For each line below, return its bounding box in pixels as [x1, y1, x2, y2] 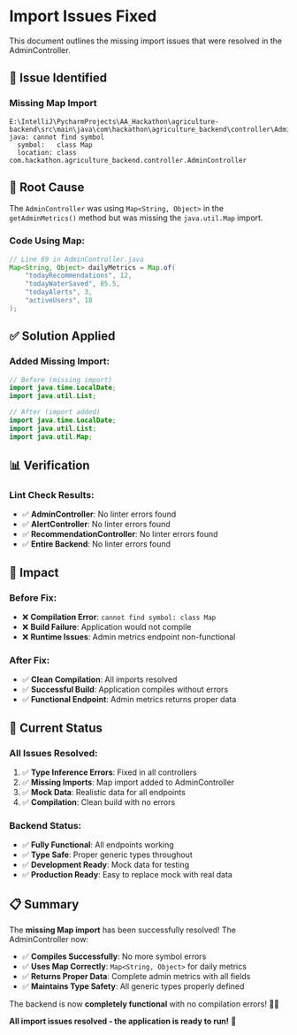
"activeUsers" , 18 [25, 296, 93, 305]
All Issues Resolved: [9, 747, 98, 759]
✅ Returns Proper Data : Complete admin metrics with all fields [21, 971, 251, 982]
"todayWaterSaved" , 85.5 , [25, 280, 121, 288]
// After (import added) [9, 408, 101, 417]
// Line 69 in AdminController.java [9, 255, 144, 264]
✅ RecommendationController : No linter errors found [21, 529, 218, 540]
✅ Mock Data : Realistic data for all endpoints [21, 787, 186, 798]
